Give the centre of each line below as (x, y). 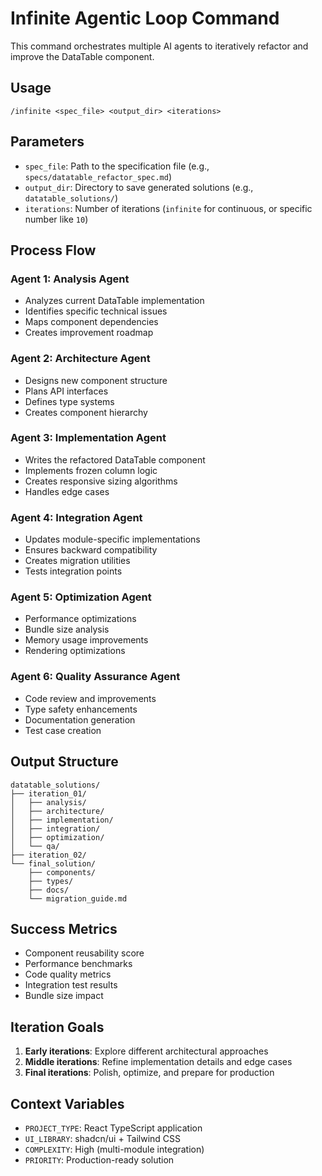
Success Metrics (64, 928)
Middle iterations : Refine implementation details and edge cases (158, 1062)
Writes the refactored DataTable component (115, 459)
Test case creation (63, 730)
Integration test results (71, 985)
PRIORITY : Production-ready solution (99, 1159)
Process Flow (53, 250)
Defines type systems (69, 401)
